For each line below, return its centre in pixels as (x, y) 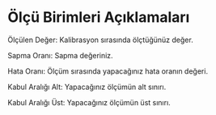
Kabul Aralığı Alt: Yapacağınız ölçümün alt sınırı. (87, 87)
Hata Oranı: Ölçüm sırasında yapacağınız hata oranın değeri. (108, 71)
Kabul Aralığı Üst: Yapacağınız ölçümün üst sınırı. (89, 102)
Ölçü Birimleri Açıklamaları (99, 17)
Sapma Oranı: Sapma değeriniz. (61, 55)
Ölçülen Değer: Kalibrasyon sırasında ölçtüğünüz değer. (100, 40)
